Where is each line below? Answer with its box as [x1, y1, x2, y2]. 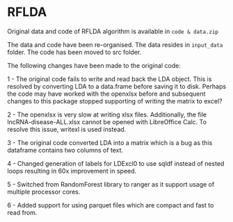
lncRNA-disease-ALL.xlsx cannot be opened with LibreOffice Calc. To [7, 117, 207, 126]
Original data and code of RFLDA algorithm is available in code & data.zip [7, 27, 219, 35]
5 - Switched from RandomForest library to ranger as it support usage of [7, 180, 215, 188]
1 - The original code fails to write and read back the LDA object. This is [7, 74, 212, 83]
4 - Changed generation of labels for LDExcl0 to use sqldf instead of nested [7, 159, 225, 167]
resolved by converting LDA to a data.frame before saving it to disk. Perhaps [7, 82, 227, 90]
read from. [7, 208, 38, 216]
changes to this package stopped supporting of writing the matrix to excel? [7, 96, 223, 105]
